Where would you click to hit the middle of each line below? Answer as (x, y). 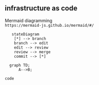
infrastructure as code (41, 8)
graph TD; (20, 65)
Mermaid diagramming (29, 20)
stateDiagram (25, 34)
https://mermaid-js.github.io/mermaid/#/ (49, 25)
